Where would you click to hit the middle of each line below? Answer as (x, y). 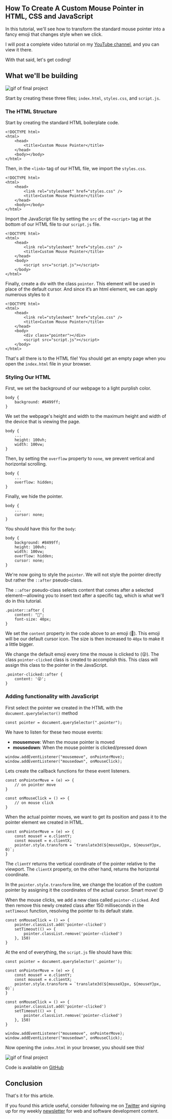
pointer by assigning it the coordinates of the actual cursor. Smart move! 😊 (84, 890)
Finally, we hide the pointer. (34, 496)
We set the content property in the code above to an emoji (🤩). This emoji (83, 633)
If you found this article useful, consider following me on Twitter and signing (85, 1106)
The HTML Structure (31, 111)
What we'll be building (42, 76)
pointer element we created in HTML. (45, 822)
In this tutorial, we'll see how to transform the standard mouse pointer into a (85, 29)
